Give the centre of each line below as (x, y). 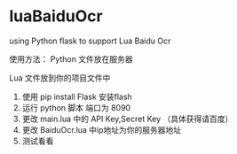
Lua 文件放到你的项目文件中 (60, 78)
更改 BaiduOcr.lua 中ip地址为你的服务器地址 (102, 129)
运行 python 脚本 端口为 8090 (76, 107)
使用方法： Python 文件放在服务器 (71, 58)
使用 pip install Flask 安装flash (77, 96)
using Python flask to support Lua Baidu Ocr (90, 41)
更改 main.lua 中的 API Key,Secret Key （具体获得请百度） (127, 119)
